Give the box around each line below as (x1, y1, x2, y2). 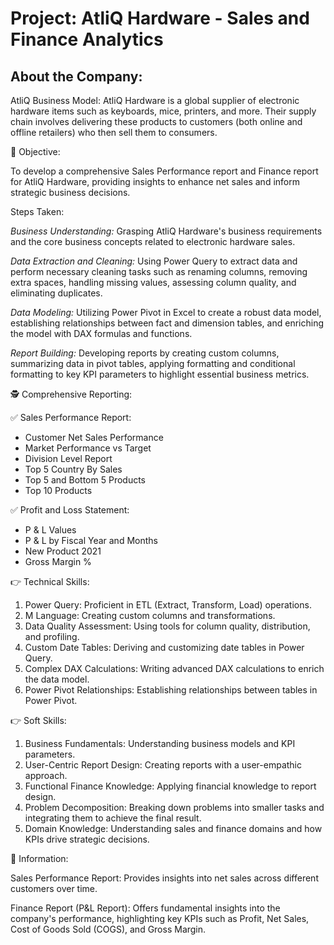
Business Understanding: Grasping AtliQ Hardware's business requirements (10, 225, 323, 237)
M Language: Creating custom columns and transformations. (24, 610, 276, 621)
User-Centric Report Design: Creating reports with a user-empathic (24, 759, 302, 771)
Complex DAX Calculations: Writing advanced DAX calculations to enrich (24, 663, 325, 674)
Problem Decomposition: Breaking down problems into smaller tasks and (24, 802, 325, 813)
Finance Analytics (10, 28, 164, 51)
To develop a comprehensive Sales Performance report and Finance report (10, 165, 319, 177)
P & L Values (24, 524, 77, 536)
